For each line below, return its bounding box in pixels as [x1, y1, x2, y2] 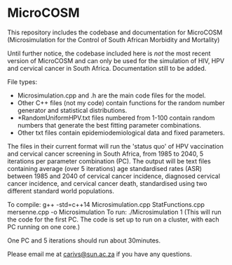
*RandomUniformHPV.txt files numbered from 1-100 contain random [17, 114, 215, 122]
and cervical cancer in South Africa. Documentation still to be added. [7, 64, 207, 72]
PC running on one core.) [7, 222, 81, 231]
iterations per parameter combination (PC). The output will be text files [7, 156, 212, 165]
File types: [7, 77, 38, 86]
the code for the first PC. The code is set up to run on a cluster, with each [7, 215, 219, 224]
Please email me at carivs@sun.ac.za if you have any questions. [7, 250, 193, 258]
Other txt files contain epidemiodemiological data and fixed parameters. [17, 128, 226, 137]
